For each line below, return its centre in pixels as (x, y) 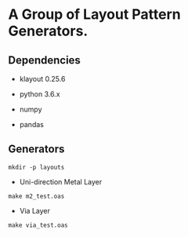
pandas (32, 124)
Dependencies (44, 60)
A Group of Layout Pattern (95, 15)
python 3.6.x (40, 94)
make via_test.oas (38, 225)
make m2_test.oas (36, 196)
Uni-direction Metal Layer (61, 181)
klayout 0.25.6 (42, 79)
